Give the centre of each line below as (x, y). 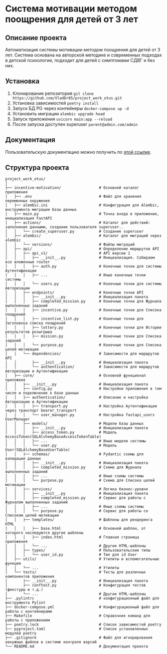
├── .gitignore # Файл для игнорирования (79, 638)
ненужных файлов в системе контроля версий (51, 642)
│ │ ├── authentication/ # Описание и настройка (77, 397)
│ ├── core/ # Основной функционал (76, 376)
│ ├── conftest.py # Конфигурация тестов (76, 585)
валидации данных (23, 459)
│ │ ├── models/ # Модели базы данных (74, 424)
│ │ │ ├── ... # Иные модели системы (76, 441)
